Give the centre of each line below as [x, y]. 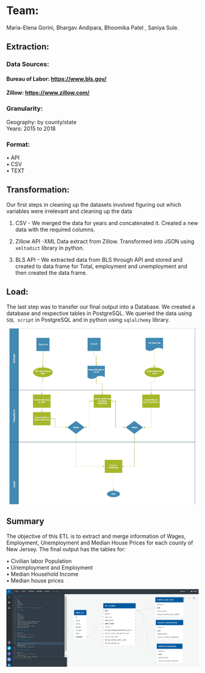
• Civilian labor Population [39, 561]
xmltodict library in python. [49, 248]
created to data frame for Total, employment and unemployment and [101, 266]
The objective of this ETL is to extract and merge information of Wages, [96, 536]
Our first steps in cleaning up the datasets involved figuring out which [94, 204]
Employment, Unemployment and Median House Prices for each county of [100, 543]
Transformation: [38, 190]
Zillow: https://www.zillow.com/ [48, 93]
